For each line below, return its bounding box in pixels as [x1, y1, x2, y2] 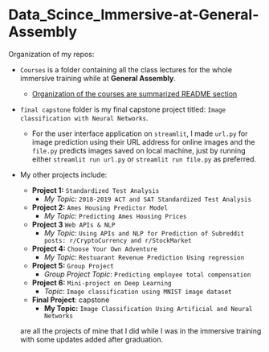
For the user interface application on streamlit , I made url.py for [31, 129, 248, 138]
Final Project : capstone [31, 295, 110, 305]
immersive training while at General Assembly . [19, 73, 177, 83]
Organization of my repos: [8, 49, 95, 59]
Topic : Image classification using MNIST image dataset [43, 286, 233, 296]
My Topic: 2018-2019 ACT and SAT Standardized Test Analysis [43, 194, 251, 203]
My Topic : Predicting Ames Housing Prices [43, 211, 187, 220]
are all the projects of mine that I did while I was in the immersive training [19, 325, 262, 335]
